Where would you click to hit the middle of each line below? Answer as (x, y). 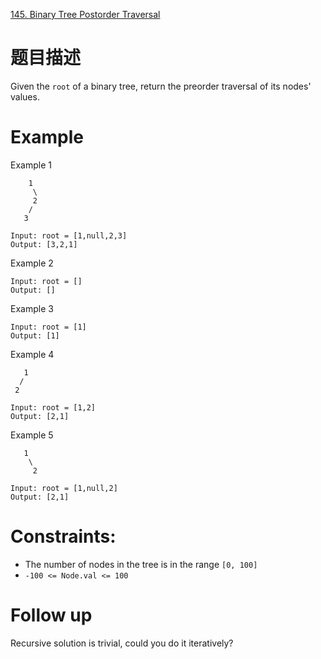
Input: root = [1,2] (53, 407)
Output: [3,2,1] (44, 244)
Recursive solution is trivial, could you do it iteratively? (122, 643)
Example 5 (32, 435)
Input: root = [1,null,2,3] (69, 235)
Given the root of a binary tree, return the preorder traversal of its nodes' (161, 86)
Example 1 (31, 165)
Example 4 (32, 354)
